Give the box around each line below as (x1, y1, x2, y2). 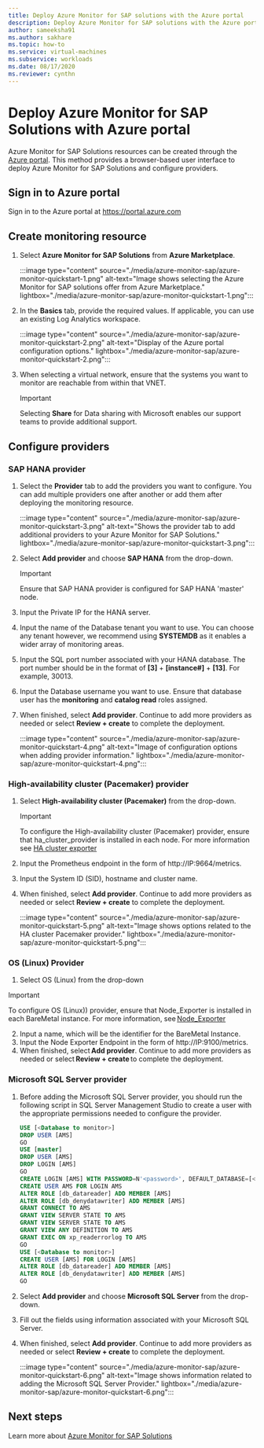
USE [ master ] (19, 1145, 63, 1154)
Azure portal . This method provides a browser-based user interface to (8, 155, 236, 164)
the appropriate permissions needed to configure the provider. (19, 1108, 222, 1118)
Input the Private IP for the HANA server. (19, 607, 151, 617)
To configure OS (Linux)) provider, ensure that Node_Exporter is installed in (8, 1005, 251, 1015)
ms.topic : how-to (8, 41, 65, 49)
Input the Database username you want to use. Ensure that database (19, 686, 242, 696)
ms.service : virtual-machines (8, 48, 108, 56)
